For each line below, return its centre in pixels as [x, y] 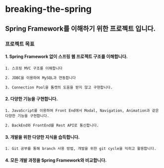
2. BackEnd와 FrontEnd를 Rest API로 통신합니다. [52, 125]
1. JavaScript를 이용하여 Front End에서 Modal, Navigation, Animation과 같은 [82, 110]
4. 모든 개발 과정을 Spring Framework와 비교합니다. [56, 160]
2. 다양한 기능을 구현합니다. [31, 99]
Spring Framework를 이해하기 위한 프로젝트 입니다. [81, 28]
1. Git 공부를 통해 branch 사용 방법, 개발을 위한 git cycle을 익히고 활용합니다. [81, 149]
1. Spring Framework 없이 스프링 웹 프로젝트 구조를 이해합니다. [66, 57]
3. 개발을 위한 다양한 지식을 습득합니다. [43, 137]
